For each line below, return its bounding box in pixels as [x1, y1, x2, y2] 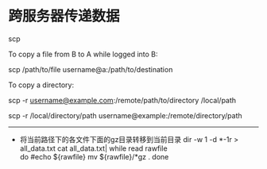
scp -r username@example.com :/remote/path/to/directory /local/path [8, 95, 237, 105]
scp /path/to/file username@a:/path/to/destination [8, 64, 173, 74]
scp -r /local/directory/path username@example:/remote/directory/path [8, 110, 242, 120]
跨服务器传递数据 [8, 7, 121, 25]
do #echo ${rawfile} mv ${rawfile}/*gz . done [19, 152, 169, 161]
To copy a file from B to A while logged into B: [8, 49, 158, 59]
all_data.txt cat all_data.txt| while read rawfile [19, 144, 168, 153]
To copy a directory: [8, 80, 74, 90]
